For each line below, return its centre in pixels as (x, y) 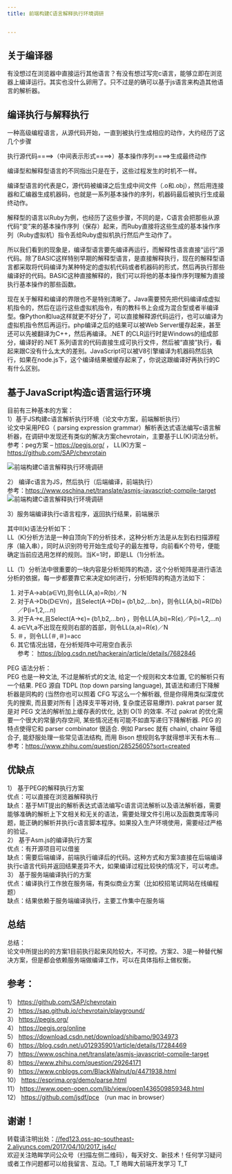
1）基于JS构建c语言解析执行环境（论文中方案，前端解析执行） (96, 419)
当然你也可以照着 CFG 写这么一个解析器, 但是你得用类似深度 (133, 694)
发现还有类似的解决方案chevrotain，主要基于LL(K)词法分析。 (136, 437)
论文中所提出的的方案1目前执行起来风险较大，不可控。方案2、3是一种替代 (112, 951)
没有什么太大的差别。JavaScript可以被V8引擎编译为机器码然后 (118, 351)
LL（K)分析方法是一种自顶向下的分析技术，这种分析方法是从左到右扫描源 (110, 537)
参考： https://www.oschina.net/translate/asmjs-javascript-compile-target (112, 491)
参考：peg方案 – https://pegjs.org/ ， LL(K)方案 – (77, 445)
